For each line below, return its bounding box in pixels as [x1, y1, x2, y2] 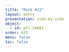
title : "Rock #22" [5, 7, 44, 12]
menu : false [5, 35, 30, 40]
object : [5, 21, 22, 26]
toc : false [5, 40, 28, 45]
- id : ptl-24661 [10, 26, 44, 31]
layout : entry [5, 12, 35, 17]
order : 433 [5, 30, 28, 35]
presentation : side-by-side [5, 16, 64, 21]
